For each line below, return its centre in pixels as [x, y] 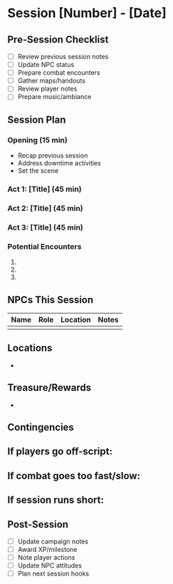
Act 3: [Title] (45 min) [45, 227]
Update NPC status [46, 65]
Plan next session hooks [53, 574]
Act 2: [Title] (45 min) [45, 208]
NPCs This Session [51, 300]
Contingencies [41, 427]
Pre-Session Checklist [58, 40]
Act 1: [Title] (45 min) [44, 189]
